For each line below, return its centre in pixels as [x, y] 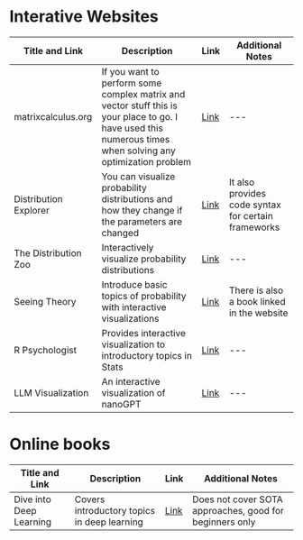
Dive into [32, 499]
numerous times [136, 139]
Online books [60, 444]
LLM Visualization [51, 392]
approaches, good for [238, 510]
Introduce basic [135, 284]
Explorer [32, 210]
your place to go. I [140, 116]
